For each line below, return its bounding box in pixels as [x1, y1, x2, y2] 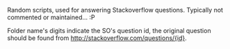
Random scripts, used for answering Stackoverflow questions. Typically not [7, 6, 224, 14]
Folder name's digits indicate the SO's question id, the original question [7, 27, 211, 35]
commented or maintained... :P [7, 13, 95, 21]
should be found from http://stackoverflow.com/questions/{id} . [7, 34, 188, 42]
